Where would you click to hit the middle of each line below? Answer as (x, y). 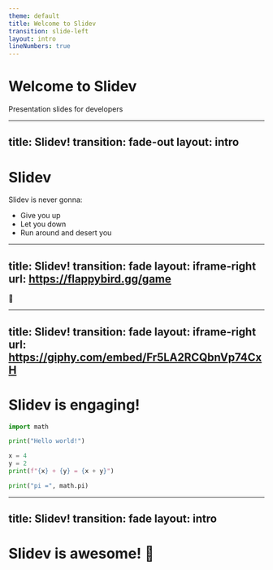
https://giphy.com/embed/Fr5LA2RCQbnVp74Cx (135, 357)
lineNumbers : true (39, 46)
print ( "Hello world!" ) (47, 441)
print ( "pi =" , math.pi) (49, 485)
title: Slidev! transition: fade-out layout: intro (124, 142)
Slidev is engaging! (74, 405)
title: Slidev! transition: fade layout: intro (113, 519)
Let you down (43, 224)
